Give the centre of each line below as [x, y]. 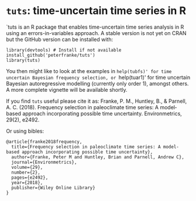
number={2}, [26, 172]
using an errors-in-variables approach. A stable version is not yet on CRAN [96, 33]
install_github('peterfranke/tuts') [51, 55]
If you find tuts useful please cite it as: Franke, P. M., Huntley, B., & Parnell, [97, 101]
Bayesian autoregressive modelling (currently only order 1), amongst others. [97, 84]
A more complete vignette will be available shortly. [67, 89]
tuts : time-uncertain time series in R [96, 11]
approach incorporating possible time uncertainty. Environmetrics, [102, 113]
